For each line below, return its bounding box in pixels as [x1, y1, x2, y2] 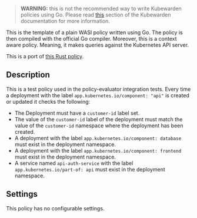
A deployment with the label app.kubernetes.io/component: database [14, 134, 182, 141]
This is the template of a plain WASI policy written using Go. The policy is [6, 29, 183, 36]
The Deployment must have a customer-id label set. [14, 109, 140, 117]
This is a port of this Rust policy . [6, 53, 84, 60]
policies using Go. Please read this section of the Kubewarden [20, 11, 172, 18]
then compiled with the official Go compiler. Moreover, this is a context [6, 35, 178, 42]
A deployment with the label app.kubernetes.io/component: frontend [14, 147, 182, 154]
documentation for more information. [20, 18, 111, 24]
